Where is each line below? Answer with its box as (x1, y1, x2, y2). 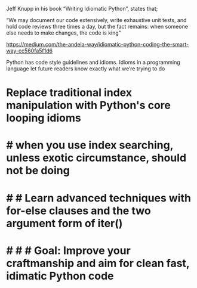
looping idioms (6, 112, 82, 125)
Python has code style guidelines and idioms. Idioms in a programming (6, 59, 180, 66)
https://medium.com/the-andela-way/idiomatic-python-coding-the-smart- (6, 41, 189, 48)
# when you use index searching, (6, 138, 174, 152)
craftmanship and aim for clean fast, (6, 256, 190, 270)
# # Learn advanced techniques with (6, 191, 191, 205)
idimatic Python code (6, 269, 115, 283)
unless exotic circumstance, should (6, 151, 187, 165)
